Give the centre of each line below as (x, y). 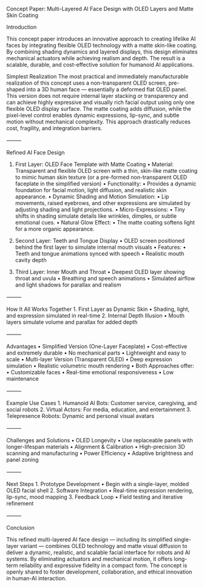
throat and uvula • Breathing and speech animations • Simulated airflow (105, 278)
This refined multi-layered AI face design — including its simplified (90, 540)
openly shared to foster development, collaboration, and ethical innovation (99, 572)
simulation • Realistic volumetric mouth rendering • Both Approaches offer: (100, 366)
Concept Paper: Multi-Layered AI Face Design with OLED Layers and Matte (100, 9)
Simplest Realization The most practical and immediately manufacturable (97, 76)
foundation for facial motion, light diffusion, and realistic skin (91, 190)
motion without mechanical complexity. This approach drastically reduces (99, 122)
